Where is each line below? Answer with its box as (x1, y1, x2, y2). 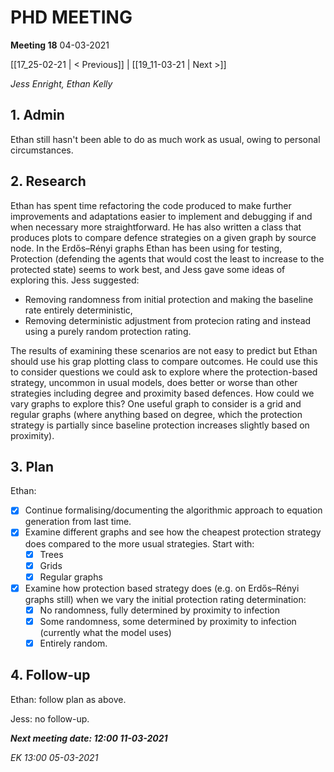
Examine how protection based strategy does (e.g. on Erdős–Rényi (24, 582, 300, 594)
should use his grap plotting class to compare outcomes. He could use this (10, 355, 318, 367)
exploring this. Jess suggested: (10, 274, 140, 286)
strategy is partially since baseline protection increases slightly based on (10, 419, 310, 431)
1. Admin (10, 107, 65, 124)
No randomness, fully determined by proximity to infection (39, 604, 280, 616)
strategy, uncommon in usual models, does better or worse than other (10, 376, 298, 388)
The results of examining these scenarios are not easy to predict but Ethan (10, 344, 318, 356)
